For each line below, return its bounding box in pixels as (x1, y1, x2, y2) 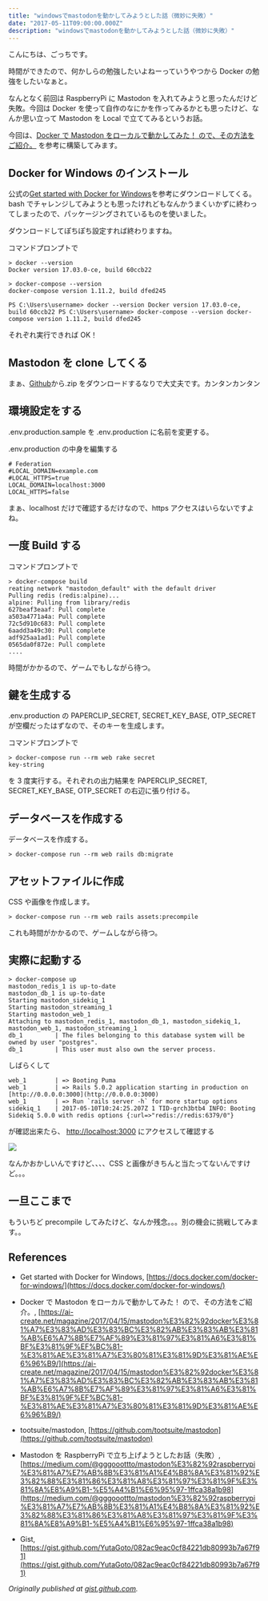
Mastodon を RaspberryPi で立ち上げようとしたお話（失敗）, (19, 1450, 222, 1459)
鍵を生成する (8, 688, 72, 702)
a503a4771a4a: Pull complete (8, 612, 106, 620)
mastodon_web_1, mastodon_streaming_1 (8, 1024, 138, 1033)
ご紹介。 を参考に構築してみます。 (8, 141, 122, 150)
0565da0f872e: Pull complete (8, 640, 106, 648)
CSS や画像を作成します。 (8, 897, 94, 907)
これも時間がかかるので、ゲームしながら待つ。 (8, 928, 162, 937)
